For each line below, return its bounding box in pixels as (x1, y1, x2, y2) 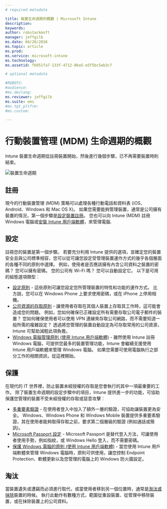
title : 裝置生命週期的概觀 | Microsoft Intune (5, 16, 97, 21)
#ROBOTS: (5, 81, 23, 86)
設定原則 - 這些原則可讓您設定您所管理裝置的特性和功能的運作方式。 (12, 284, 153, 290)
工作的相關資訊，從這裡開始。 (16, 353, 78, 359)
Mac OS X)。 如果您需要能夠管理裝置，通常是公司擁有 (51, 206, 162, 212)
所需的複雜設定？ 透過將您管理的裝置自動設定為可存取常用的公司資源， (16, 322, 162, 328)
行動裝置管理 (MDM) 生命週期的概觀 (5, 135, 152, 147)
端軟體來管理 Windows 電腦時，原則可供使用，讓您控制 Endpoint (12, 449, 145, 456)
